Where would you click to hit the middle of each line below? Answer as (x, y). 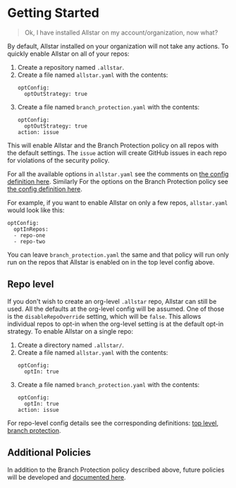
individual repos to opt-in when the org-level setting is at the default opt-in (116, 324)
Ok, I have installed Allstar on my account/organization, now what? (121, 32)
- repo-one (30, 235)
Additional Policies (49, 453)
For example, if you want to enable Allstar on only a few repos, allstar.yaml (118, 202)
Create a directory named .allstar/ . (71, 345)
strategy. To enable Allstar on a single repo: (70, 331)
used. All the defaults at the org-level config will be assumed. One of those (116, 309)
